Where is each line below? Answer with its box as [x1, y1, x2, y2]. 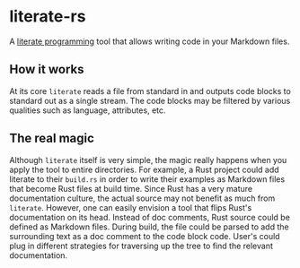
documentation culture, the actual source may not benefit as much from [9, 193, 276, 203]
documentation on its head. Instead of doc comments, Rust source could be [9, 212, 290, 222]
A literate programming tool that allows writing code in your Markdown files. [9, 36, 290, 47]
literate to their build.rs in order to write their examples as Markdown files [9, 173, 286, 185]
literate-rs [9, 6, 86, 27]
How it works [9, 62, 84, 77]
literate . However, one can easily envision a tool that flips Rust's [9, 202, 252, 212]
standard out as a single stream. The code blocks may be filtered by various [9, 95, 291, 106]
